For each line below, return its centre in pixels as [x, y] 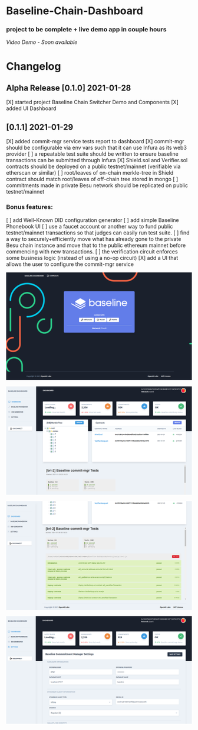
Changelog [34, 66]
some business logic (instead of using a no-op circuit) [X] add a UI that [92, 258]
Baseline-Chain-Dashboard [75, 11]
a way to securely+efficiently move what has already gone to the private [94, 239]
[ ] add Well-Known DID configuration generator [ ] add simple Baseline [93, 220]
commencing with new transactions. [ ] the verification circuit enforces [92, 251]
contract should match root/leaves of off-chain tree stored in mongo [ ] [92, 179]
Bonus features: [29, 207]
